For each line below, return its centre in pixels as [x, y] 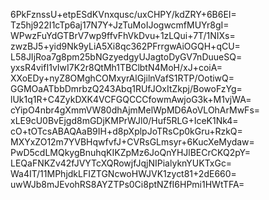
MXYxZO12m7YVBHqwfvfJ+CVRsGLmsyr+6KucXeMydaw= [132, 142]
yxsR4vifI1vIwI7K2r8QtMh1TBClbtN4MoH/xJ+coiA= [116, 67]
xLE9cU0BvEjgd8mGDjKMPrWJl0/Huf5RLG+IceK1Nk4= [124, 120]
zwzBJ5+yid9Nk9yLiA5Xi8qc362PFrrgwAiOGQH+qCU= [125, 46]
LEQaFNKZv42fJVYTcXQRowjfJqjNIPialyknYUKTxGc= [121, 163]
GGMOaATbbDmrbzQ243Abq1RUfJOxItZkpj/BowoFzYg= [126, 88]
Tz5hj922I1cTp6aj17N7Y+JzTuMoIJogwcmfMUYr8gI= [120, 25]
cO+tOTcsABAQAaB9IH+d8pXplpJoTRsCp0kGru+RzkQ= [126, 131]
